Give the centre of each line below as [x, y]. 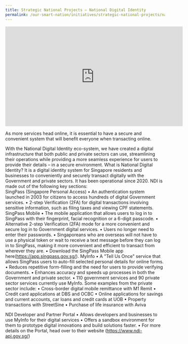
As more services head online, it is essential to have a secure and [73, 133]
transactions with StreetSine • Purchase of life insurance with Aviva [76, 304]
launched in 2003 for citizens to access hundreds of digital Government [80, 197]
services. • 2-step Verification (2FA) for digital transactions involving [77, 202]
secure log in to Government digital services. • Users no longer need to [80, 229]
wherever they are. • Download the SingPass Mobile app [64, 251]
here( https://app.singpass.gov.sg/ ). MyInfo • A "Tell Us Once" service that [83, 256]
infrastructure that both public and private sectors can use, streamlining [80, 154]
